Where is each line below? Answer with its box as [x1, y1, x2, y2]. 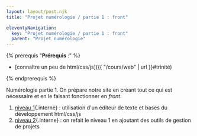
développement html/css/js [14, 111, 82, 118]
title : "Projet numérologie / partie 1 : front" [6, 14, 128, 20]
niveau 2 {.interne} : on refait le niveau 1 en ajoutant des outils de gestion [14, 116, 191, 124]
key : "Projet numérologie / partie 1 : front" [11, 30, 128, 36]
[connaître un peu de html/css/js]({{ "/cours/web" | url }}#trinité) [14, 63, 173, 71]
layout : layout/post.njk [6, 8, 67, 15]
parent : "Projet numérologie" [11, 36, 86, 42]
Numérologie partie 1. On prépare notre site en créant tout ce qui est [6, 86, 173, 93]
